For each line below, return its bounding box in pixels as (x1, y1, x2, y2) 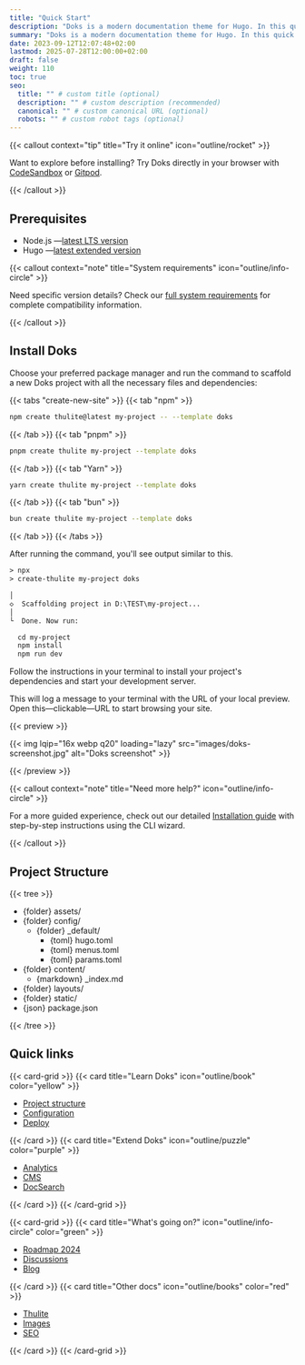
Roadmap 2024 (22, 1243, 81, 1255)
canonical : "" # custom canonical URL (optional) (17, 106, 209, 115)
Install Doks (9, 343, 78, 359)
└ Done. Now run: (9, 616, 79, 626)
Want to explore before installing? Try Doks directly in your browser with (9, 157, 280, 168)
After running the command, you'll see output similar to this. (9, 548, 233, 559)
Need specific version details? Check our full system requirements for (9, 289, 271, 300)
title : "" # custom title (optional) (17, 89, 161, 98)
